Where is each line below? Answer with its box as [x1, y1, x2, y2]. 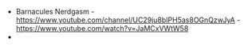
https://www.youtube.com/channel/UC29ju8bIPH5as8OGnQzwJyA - [15, 15, 241, 25]
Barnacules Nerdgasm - [15, 7, 95, 16]
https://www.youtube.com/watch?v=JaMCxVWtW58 [15, 24, 189, 33]
